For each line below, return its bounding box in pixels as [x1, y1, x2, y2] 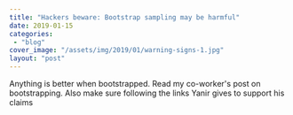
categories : [9, 29, 53, 38]
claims [9, 97, 34, 107]
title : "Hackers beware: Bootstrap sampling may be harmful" [9, 12, 241, 22]
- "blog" [12, 37, 46, 47]
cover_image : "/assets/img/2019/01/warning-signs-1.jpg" [9, 46, 225, 55]
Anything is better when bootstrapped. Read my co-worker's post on [9, 79, 261, 88]
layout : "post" [9, 54, 66, 63]
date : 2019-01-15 [9, 21, 74, 30]
